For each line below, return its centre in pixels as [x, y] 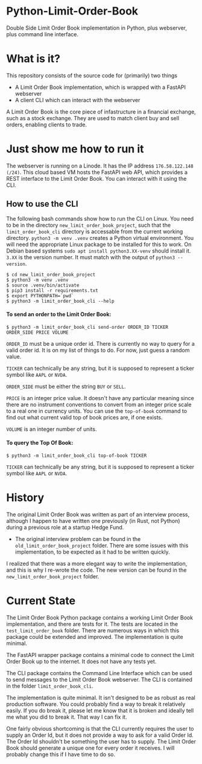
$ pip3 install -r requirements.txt [52, 290]
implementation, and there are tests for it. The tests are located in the [92, 624]
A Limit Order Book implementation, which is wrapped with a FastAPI [100, 87]
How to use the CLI [42, 204]
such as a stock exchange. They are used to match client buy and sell [93, 118]
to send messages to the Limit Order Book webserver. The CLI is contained [99, 679]
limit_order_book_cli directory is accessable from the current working [95, 231]
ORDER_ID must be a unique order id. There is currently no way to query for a [100, 343]
